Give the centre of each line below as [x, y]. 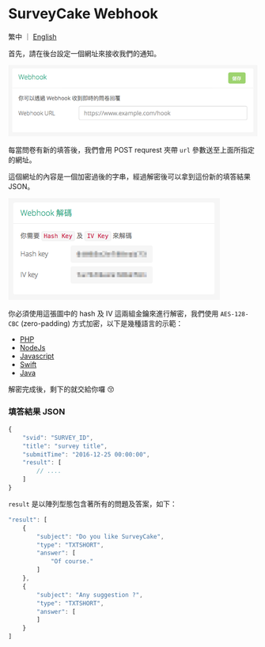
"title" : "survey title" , [65, 446]
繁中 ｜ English [32, 36]
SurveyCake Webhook [83, 14]
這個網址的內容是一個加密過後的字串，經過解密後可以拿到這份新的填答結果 [129, 176]
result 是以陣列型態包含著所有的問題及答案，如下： [93, 504]
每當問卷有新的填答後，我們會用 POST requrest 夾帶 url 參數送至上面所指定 [131, 149]
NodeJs [32, 347]
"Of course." [72, 562]
